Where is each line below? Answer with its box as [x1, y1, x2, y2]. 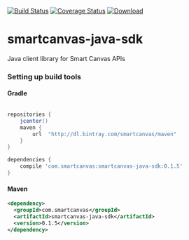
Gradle [7, 89, 28, 98]
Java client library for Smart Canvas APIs [7, 54, 126, 62]
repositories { [7, 111, 52, 119]
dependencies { [7, 156, 52, 164]
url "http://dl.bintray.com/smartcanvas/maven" [32, 131, 177, 138]
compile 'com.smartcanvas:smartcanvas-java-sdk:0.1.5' [20, 163, 183, 170]
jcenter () [20, 117, 49, 124]
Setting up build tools [7, 72, 82, 81]
